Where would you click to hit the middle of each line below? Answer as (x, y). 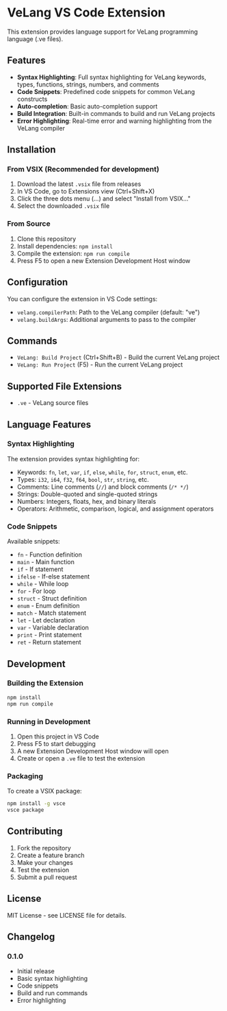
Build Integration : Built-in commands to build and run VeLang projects (116, 113)
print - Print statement (49, 635)
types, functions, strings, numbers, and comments (88, 84)
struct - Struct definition (52, 599)
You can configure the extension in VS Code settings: (82, 299)
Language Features (49, 425)
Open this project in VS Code (58, 736)
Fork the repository (44, 848)
